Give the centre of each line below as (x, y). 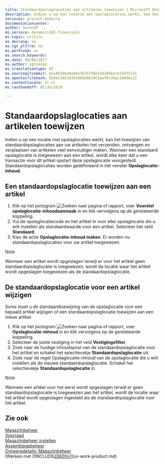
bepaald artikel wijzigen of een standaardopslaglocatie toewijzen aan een (79, 312)
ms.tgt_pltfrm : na (24, 46)
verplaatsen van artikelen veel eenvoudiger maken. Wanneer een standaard (82, 150)
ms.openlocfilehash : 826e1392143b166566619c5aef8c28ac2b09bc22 (71, 78)
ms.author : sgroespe (26, 64)
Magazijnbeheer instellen (31, 440)
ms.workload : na (22, 51)
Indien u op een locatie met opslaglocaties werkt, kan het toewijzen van (77, 140)
